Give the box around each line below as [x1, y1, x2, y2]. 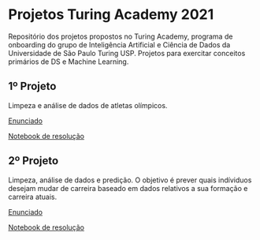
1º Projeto [8, 80, 57, 93]
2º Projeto [8, 154, 59, 167]
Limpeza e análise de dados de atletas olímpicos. [8, 100, 168, 110]
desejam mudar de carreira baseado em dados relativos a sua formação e [8, 183, 248, 193]
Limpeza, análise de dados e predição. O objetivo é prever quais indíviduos [8, 175, 252, 185]
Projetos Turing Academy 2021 [8, 6, 214, 24]
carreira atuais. [8, 192, 58, 201]
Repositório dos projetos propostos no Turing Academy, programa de [8, 32, 233, 41]
